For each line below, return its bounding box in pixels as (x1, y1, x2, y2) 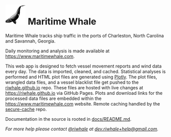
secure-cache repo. (5, 106, 47, 112)
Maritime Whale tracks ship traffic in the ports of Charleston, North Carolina (5, 32, 164, 39)
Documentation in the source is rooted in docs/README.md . (5, 116, 132, 122)
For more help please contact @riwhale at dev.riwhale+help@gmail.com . (5, 126, 159, 132)
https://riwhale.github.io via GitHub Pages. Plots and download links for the (5, 90, 163, 96)
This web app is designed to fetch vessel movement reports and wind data (5, 63, 162, 69)
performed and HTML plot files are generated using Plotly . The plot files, (5, 74, 157, 80)
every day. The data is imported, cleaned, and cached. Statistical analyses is (5, 68, 166, 75)
